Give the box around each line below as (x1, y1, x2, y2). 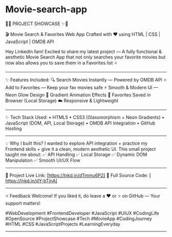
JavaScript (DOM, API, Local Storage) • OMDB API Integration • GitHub (5, 120, 156, 126)
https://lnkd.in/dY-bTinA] (5, 177, 58, 184)
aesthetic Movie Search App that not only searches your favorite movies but (5, 54, 166, 60)
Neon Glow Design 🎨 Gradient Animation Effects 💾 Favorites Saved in (5, 91, 151, 98)
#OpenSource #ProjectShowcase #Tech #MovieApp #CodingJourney (5, 215, 152, 222)
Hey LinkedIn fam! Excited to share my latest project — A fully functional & (5, 48, 162, 54)
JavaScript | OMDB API (5, 38, 54, 45)
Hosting (5, 125, 22, 131)
